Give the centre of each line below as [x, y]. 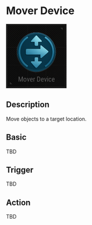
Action [18, 202]
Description [28, 105]
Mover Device [40, 11]
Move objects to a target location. [46, 119]
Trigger [20, 169]
